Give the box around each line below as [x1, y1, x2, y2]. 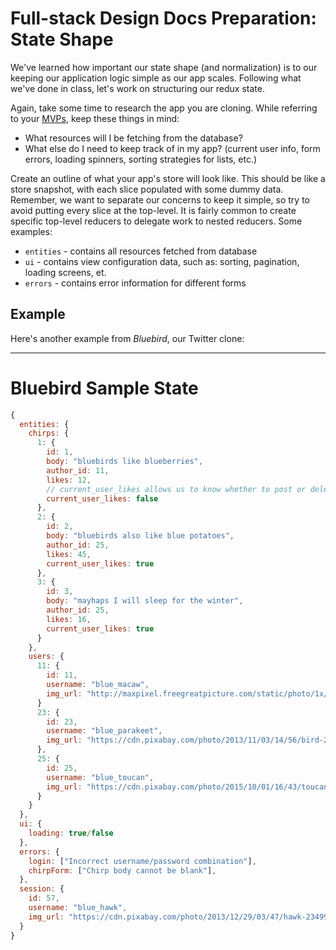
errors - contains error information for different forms [24, 277, 247, 289]
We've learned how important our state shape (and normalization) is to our [10, 61, 318, 73]
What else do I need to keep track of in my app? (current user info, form [24, 142, 321, 154]
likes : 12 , [46, 475, 92, 485]
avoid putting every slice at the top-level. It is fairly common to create [10, 204, 297, 216]
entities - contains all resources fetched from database [24, 245, 258, 257]
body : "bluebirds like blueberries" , [46, 457, 203, 467]
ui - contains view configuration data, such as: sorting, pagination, [24, 255, 300, 267]
